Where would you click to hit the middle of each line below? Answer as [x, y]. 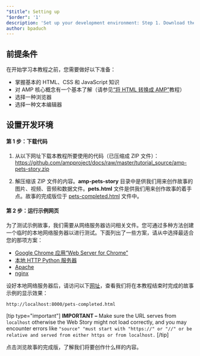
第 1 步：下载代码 [27, 141]
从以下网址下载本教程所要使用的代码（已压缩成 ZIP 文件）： [87, 156]
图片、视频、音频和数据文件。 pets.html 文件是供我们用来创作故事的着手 [103, 188]
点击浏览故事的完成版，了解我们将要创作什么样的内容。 [74, 347]
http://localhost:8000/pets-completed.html [61, 304]
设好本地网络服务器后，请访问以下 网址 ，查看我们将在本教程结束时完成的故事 [100, 285]
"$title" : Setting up [33, 12]
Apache [24, 267]
